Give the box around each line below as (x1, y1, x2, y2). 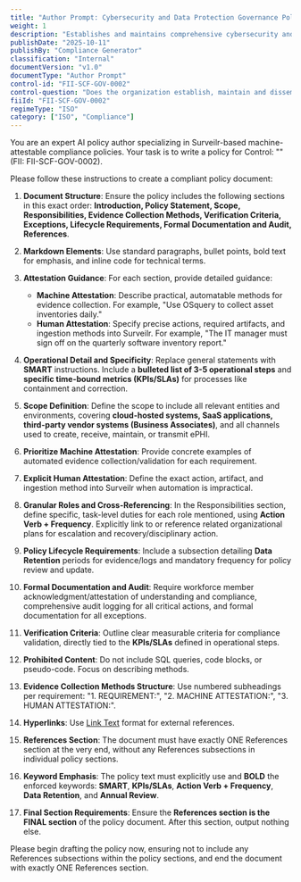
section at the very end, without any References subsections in (22, 745, 255, 755)
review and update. (22, 564, 95, 576)
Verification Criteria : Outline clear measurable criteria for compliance (22, 628, 280, 638)
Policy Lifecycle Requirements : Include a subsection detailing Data (22, 545, 273, 556)
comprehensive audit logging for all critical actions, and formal (22, 601, 254, 612)
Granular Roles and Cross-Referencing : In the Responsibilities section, (22, 500, 287, 511)
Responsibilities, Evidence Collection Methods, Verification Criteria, (22, 210, 282, 220)
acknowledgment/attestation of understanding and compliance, (22, 591, 257, 603)
